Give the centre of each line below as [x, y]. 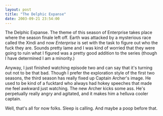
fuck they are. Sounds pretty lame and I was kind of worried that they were [80, 48]
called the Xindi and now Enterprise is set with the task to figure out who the [81, 43]
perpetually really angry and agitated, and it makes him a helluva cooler [77, 94]
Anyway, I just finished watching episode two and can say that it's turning [79, 68]
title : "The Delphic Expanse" [36, 14]
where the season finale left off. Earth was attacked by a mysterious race [78, 38]
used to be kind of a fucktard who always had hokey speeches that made [79, 83]
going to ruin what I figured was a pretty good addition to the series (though [81, 53]
